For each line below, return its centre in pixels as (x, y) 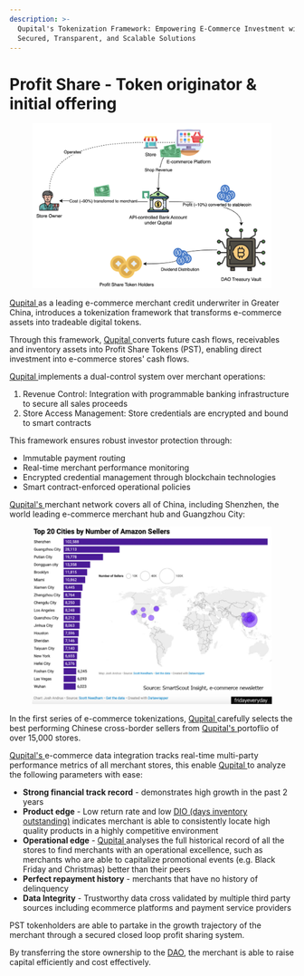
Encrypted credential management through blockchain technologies (149, 477)
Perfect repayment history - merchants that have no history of (140, 879)
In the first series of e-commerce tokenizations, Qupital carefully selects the (151, 719)
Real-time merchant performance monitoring (106, 468)
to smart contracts (57, 422)
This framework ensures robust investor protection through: (121, 440)
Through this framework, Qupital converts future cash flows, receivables (145, 339)
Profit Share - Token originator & (133, 84)
